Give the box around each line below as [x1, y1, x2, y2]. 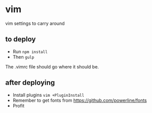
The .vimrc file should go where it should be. [5, 63, 99, 69]
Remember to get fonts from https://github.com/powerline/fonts [12, 97, 147, 103]
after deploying [5, 79, 55, 87]
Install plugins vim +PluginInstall [12, 92, 85, 98]
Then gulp [12, 54, 35, 60]
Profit [12, 102, 24, 108]
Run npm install [12, 48, 48, 54]
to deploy [5, 35, 36, 44]
